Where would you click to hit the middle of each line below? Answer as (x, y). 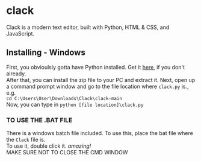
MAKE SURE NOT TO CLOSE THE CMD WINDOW (67, 153)
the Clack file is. (26, 140)
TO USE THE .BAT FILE (39, 120)
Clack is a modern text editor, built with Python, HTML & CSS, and (88, 27)
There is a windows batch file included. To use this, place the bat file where (100, 133)
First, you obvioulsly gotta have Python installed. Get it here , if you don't (96, 67)
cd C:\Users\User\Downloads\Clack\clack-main (64, 98)
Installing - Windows (46, 53)
